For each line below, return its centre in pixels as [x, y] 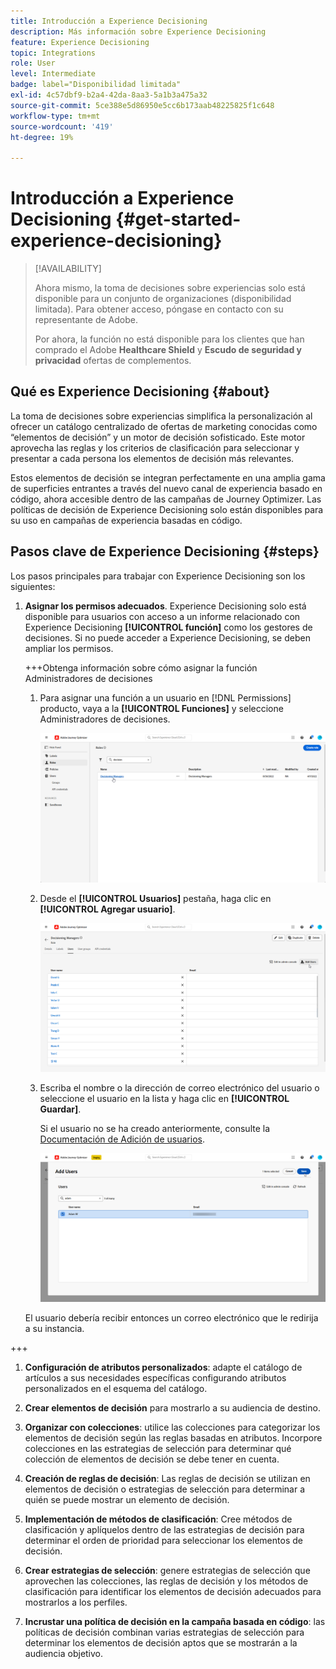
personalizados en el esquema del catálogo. [116, 1389]
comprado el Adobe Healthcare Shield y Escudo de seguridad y [168, 350]
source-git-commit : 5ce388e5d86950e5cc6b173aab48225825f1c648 [142, 105]
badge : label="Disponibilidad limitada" [96, 85]
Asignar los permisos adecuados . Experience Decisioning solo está [165, 606]
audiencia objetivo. [64, 1654]
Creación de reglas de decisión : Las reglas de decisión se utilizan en [167, 1479]
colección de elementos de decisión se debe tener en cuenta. [152, 1459]
